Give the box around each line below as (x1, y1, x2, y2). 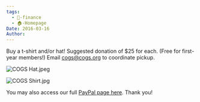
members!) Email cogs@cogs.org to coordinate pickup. (18, 54, 155, 61)
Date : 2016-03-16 (6, 25, 50, 32)
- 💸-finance (11, 14, 42, 20)
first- (182, 47, 195, 55)
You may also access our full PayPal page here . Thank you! (6, 89, 153, 96)
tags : (6, 8, 20, 15)
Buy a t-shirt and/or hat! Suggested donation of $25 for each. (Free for (6, 47, 181, 55)
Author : (6, 31, 26, 37)
